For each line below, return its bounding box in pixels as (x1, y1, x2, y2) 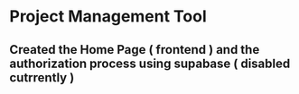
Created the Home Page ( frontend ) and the (9, 42, 260, 57)
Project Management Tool (9, 6, 208, 27)
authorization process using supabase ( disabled (9, 56, 291, 71)
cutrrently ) (9, 70, 75, 85)
